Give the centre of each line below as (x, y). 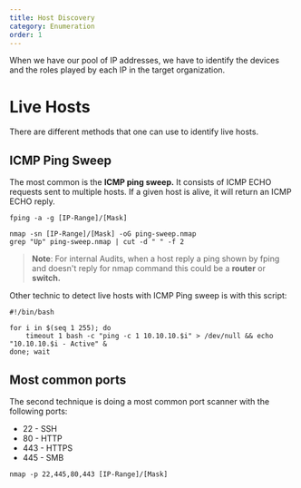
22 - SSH (39, 428)
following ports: (39, 411)
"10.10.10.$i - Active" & (58, 344)
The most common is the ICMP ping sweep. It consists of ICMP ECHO (141, 182)
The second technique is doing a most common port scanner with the (140, 401)
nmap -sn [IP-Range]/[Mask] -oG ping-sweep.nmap (103, 234)
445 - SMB (43, 457)
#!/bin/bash (32, 312)
